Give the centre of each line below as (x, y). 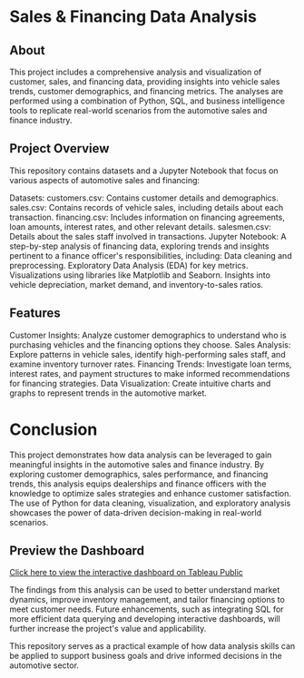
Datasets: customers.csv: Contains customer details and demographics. (144, 198)
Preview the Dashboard (77, 550)
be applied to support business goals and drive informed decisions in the (146, 656)
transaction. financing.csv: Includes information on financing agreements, (147, 217)
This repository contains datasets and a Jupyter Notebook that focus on (144, 171)
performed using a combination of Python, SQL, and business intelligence (147, 101)
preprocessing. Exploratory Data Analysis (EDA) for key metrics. (129, 265)
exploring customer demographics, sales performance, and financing (139, 474)
